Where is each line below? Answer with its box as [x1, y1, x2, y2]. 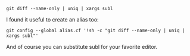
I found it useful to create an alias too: [6, 16, 99, 23]
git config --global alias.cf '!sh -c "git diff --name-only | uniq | [6, 27, 185, 33]
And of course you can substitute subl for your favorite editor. [6, 43, 158, 50]
